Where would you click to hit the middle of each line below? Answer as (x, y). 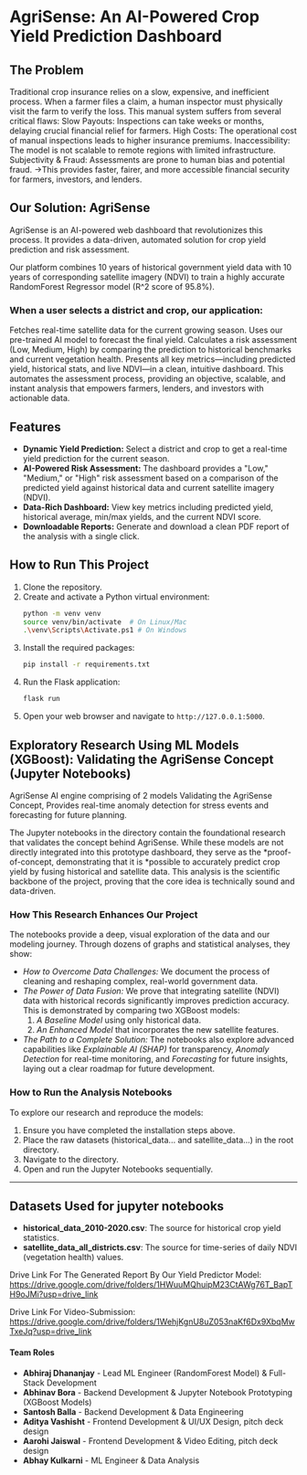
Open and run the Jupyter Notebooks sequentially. (117, 1169)
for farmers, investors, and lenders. (76, 179)
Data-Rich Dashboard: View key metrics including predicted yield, (148, 507)
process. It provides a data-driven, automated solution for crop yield (138, 239)
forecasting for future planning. (68, 814)
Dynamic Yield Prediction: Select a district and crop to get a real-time (155, 449)
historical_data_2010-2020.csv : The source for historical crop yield (152, 1228)
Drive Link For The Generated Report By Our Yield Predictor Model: (136, 1275)
